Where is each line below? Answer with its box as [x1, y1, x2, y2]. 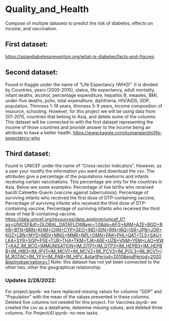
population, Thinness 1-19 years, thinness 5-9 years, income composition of [5, 103, 162, 109]
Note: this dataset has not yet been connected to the [51, 259, 160, 265]
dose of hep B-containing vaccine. [5, 211, 77, 217]
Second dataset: [5, 68, 58, 76]
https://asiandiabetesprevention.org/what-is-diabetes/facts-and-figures [5, 53, 154, 59]
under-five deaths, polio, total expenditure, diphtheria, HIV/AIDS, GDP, [5, 97, 150, 104]
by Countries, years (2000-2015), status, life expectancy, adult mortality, [5, 87, 156, 93]
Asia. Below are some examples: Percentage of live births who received [5, 184, 154, 190]
